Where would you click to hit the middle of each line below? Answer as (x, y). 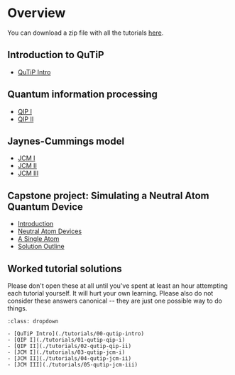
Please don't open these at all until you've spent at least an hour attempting (118, 286)
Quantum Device (45, 207)
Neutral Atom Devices (50, 231)
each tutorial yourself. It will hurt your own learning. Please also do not (110, 293)
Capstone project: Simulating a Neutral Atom (108, 195)
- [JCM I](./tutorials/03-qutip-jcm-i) (66, 352)
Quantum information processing (83, 95)
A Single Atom (38, 239)
